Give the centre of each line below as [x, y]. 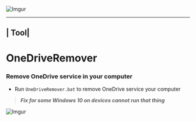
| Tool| [18, 33]
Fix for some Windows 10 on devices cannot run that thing [92, 100]
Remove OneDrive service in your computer [69, 76]
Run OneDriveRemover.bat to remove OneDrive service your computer [97, 89]
